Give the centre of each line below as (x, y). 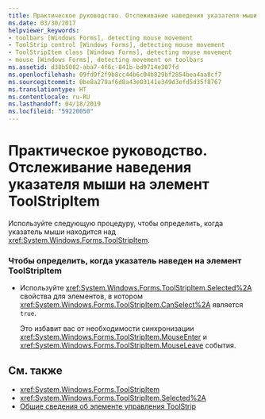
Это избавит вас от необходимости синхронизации (107, 329)
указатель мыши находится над (62, 232)
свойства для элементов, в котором (81, 296)
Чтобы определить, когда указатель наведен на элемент (125, 260)
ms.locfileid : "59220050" (51, 112)
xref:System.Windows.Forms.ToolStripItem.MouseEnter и (113, 337)
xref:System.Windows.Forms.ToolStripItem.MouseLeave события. (128, 345)
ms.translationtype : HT (48, 89)
